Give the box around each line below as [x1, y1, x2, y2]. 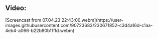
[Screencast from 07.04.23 [5, 17, 61, 23]
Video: [5, 4, 27, 12]
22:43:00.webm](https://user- [61, 17, 124, 23]
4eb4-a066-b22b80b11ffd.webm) [5, 27, 75, 34]
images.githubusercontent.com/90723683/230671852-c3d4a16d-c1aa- [5, 22, 153, 28]
